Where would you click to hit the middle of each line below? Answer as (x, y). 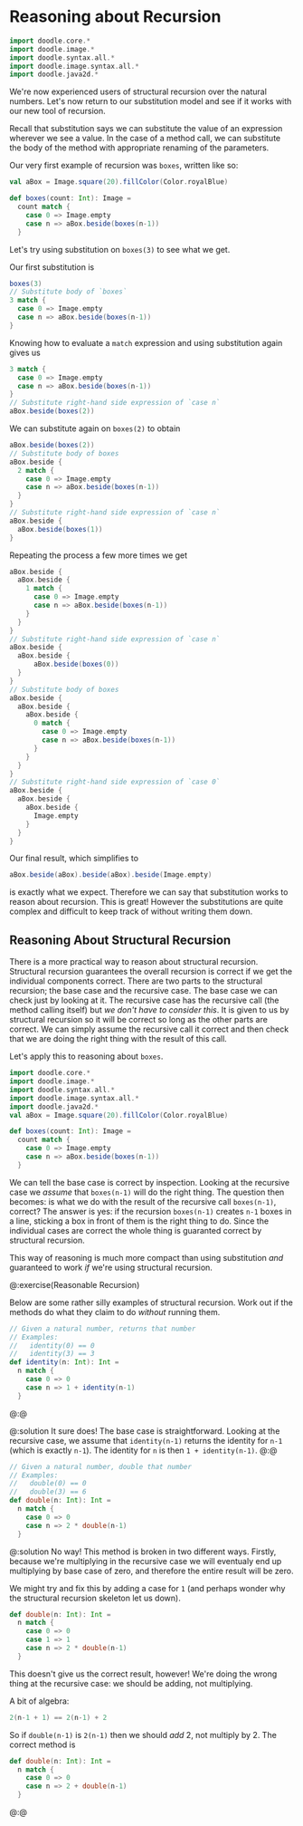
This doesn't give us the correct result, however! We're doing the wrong (143, 1674)
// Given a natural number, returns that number (103, 1329)
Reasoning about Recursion (115, 17)
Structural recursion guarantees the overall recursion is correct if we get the (151, 972)
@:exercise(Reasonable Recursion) (75, 1284)
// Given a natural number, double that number (101, 1466)
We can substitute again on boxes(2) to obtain (95, 428)
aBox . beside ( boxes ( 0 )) (76, 664)
